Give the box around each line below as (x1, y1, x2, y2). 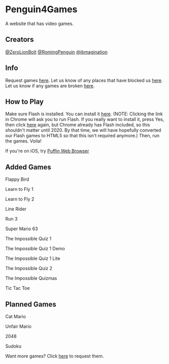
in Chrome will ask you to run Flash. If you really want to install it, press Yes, (5, 116, 164, 123)
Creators (5, 35, 34, 44)
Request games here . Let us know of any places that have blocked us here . (5, 77, 163, 83)
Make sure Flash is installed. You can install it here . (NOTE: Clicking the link (5, 111, 163, 117)
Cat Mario (5, 313, 26, 320)
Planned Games (5, 300, 57, 308)
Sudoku (5, 343, 22, 349)
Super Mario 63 (5, 226, 38, 232)
